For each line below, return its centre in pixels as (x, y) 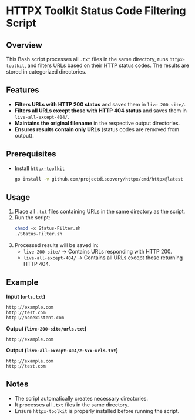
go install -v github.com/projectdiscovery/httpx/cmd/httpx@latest (99, 179)
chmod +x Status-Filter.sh (48, 229)
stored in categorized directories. (46, 71)
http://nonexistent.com (35, 318)
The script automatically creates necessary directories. (81, 398)
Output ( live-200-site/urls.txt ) (46, 328)
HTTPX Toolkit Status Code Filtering (96, 11)
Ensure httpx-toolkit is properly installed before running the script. (97, 411)
